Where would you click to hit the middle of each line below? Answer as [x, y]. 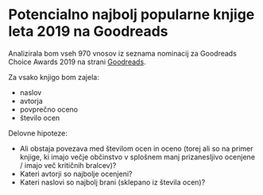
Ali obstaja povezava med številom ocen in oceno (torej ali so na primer [136, 148]
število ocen [40, 117]
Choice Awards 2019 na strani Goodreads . [77, 62]
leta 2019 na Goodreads [88, 31]
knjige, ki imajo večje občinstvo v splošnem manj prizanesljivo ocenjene [137, 157]
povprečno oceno [48, 109]
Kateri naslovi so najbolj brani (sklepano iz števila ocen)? [112, 182]
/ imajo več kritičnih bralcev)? [68, 165]
